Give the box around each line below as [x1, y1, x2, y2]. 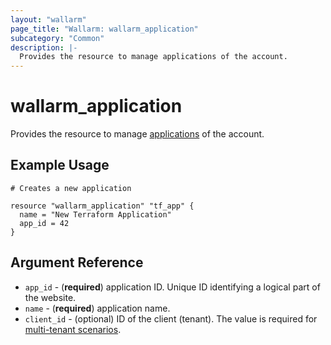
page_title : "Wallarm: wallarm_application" [10, 24, 199, 34]
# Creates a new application [10, 183, 132, 193]
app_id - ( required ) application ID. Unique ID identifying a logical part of [24, 281, 321, 293]
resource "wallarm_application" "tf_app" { [10, 201, 195, 211]
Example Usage [10, 157, 110, 174]
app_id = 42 [19, 218, 70, 228]
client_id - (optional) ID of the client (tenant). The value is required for [24, 312, 318, 325]
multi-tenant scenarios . [24, 323, 122, 335]
